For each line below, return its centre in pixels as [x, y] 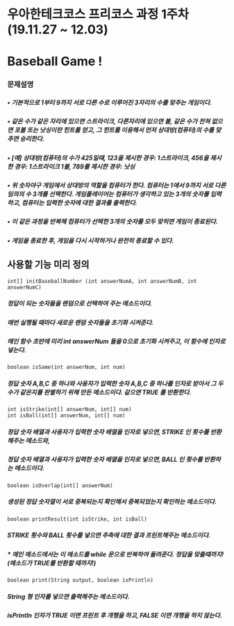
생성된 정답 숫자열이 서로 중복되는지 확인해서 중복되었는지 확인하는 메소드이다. [112, 502]
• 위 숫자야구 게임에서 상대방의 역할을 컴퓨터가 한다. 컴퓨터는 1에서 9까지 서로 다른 [117, 185]
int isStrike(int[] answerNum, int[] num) [69, 410]
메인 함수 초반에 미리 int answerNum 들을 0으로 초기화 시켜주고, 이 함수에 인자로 [116, 341]
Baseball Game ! [55, 62]
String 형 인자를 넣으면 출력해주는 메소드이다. [68, 596]
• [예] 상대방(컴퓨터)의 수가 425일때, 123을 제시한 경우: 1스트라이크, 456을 [108, 158]
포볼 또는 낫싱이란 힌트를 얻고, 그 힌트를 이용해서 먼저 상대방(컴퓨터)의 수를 [114, 130]
